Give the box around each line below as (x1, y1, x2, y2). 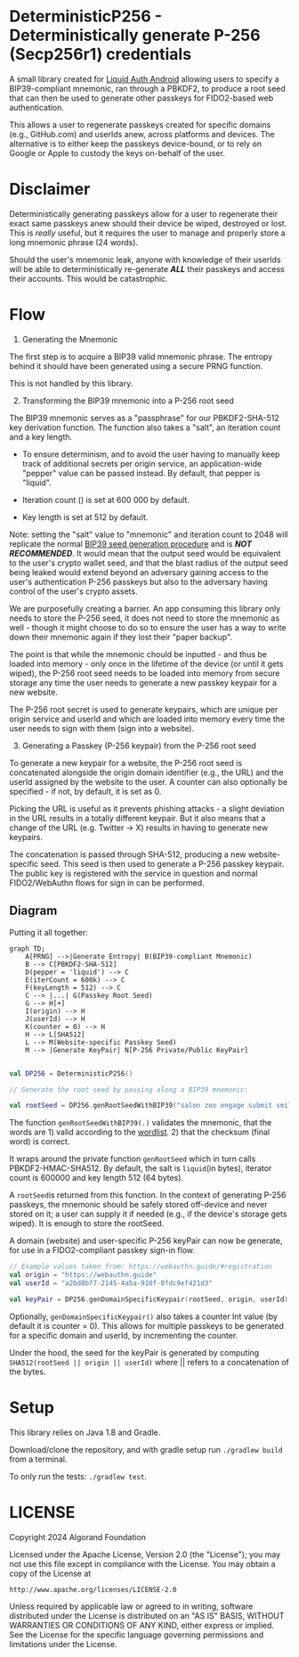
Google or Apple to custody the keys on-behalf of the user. (9, 147, 225, 158)
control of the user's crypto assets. (9, 586, 138, 597)
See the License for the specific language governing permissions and (9, 1629, 264, 1640)
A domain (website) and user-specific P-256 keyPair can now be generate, (9, 1235, 283, 1246)
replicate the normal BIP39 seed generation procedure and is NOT (9, 538, 252, 549)
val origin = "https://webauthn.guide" (9, 1271, 158, 1280)
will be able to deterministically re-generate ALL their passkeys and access (9, 263, 285, 274)
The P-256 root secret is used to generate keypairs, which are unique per (9, 704, 279, 714)
